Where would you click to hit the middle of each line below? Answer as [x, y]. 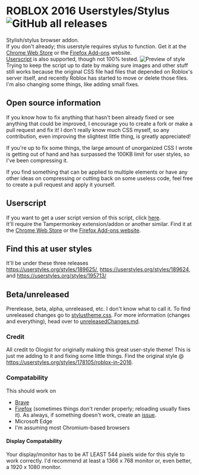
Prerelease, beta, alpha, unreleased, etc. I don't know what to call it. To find [98, 309]
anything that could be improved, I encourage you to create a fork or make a [99, 124]
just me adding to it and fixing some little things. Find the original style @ [95, 356]
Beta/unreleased [38, 295]
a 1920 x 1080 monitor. [34, 467]
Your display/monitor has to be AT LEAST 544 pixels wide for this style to [96, 454]
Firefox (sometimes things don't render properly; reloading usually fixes [102, 408]
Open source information [53, 103]
